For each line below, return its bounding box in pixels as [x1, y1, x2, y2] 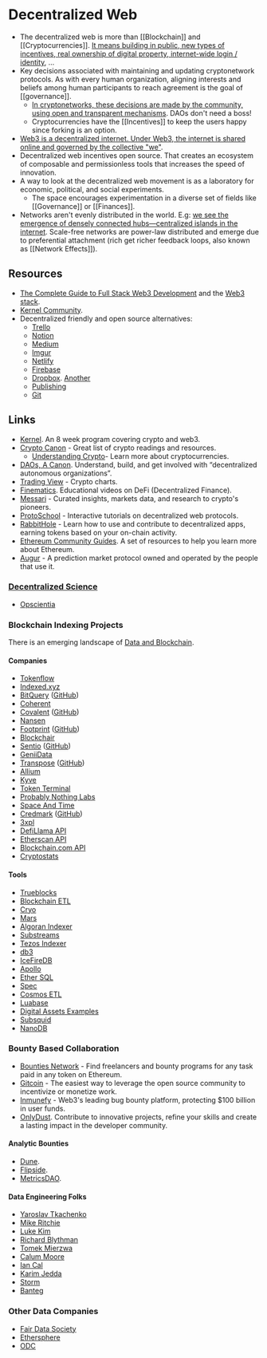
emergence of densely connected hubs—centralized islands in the [19, 218, 238, 228]
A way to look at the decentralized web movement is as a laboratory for [19, 176, 254, 185]
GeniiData [19, 750, 53, 760]
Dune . [19, 1157, 40, 1167]
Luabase [19, 997, 49, 1007]
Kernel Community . [19, 305, 84, 314]
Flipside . [19, 1165, 48, 1174]
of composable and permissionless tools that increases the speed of [19, 159, 245, 168]
